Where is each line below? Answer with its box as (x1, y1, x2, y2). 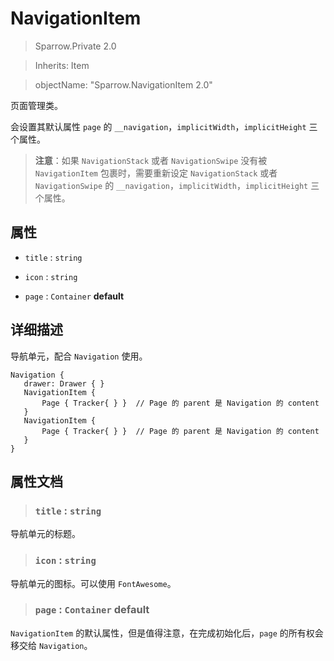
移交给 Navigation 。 (10, 639, 93, 651)
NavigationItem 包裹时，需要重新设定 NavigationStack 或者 (34, 167, 278, 179)
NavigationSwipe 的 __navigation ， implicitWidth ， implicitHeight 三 (34, 179, 320, 191)
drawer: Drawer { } (23, 378, 105, 389)
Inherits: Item (34, 59, 90, 71)
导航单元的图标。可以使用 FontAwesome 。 (10, 577, 177, 589)
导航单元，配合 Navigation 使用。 (10, 350, 148, 362)
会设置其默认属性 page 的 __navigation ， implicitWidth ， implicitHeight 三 (10, 120, 318, 132)
